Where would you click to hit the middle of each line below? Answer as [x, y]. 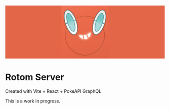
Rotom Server [35, 77]
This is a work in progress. [33, 101]
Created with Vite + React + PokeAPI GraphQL [53, 91]
